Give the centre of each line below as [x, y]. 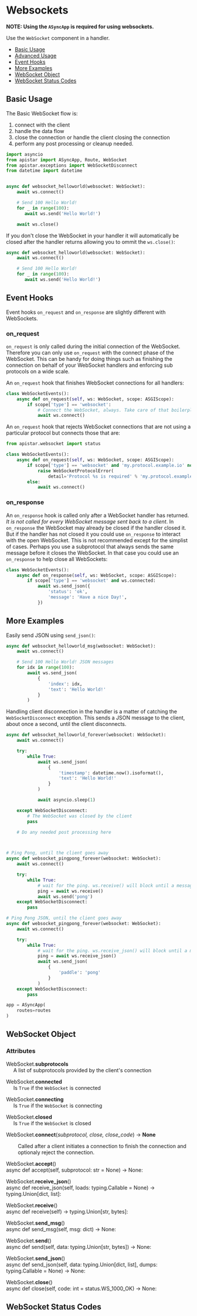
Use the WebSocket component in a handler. [58, 38]
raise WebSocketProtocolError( [76, 471]
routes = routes [34, 1010]
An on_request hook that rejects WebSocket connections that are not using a [98, 427]
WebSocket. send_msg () [36, 1223]
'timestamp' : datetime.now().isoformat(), [111, 773]
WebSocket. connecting [35, 1099]
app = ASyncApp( [26, 1005]
